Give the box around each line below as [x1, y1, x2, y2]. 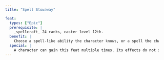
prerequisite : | [9, 25, 42, 30]
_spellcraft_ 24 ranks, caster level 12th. [14, 30, 104, 35]
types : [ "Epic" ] [9, 20, 42, 25]
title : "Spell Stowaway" [5, 7, 56, 12]
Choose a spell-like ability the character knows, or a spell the [14, 39, 152, 44]
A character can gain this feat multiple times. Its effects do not [14, 47, 156, 53]
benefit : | [9, 34, 32, 39]
